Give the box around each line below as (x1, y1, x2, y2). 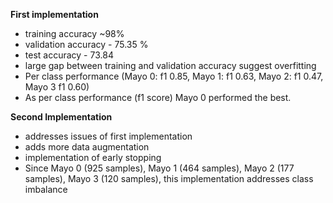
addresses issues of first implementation (24, 130, 193, 142)
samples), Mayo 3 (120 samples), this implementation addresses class (24, 173, 314, 184)
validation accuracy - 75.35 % (24, 39, 149, 50)
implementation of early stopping (24, 152, 162, 163)
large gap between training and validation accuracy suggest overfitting (24, 60, 317, 71)
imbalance (24, 184, 68, 195)
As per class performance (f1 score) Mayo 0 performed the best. (24, 92, 292, 103)
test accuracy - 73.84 (24, 49, 114, 61)
